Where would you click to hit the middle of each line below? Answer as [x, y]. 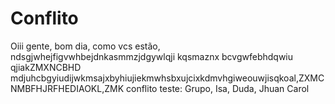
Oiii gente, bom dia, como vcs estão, [85, 46]
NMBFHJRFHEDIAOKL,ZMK [67, 88]
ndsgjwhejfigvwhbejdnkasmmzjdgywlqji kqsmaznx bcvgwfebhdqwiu [152, 56]
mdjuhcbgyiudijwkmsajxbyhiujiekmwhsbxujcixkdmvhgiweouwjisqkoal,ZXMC [167, 78]
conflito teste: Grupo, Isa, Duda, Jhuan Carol [218, 88]
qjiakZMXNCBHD [46, 67]
